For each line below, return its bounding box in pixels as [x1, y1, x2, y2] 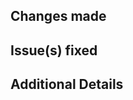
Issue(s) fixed [10, 42, 98, 59]
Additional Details [10, 76, 124, 93]
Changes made [10, 8, 107, 25]
